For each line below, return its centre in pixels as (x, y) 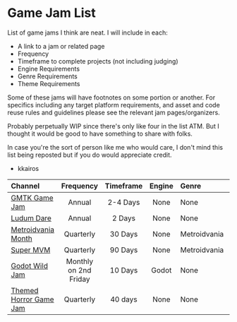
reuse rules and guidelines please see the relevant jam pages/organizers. (114, 112)
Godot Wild (29, 266)
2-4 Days (124, 202)
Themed (25, 290)
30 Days (124, 234)
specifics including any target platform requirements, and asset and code (114, 105)
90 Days (124, 250)
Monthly (80, 261)
